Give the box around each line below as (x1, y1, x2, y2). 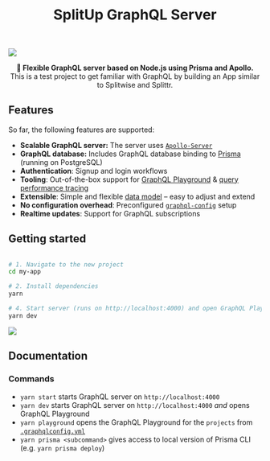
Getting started (8, 232, 87, 246)
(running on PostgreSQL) (19, 157, 103, 167)
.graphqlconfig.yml (19, 427, 86, 435)
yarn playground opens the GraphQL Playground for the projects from (19, 417, 253, 427)
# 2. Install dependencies (8, 282, 99, 290)
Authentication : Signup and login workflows (19, 166, 168, 175)
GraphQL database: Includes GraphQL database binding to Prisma (19, 149, 241, 158)
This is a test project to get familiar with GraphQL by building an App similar (10, 71, 260, 81)
